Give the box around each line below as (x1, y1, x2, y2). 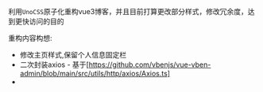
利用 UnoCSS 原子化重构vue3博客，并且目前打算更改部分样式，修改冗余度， (8, 7, 248, 16)
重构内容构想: (8, 34, 53, 42)
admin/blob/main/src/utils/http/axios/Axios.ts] (19, 69, 171, 78)
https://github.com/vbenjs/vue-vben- (88, 60, 211, 69)
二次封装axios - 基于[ (19, 60, 89, 69)
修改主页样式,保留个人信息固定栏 (19, 50, 127, 59)
